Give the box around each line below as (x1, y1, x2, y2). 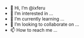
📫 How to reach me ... (10, 27, 58, 33)
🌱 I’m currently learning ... (10, 16, 65, 22)
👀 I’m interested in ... (10, 10, 53, 16)
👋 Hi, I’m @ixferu (10, 5, 46, 11)
